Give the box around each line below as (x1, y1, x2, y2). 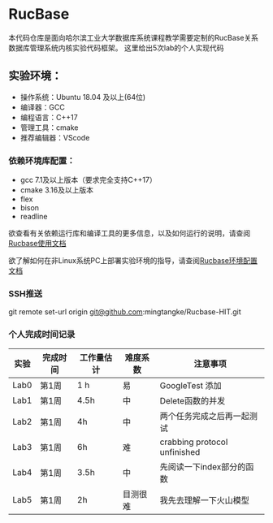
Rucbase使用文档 (8, 239, 67, 249)
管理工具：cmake (19, 123, 79, 132)
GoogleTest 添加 (159, 379, 222, 391)
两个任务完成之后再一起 (159, 410, 249, 421)
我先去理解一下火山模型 (159, 495, 249, 506)
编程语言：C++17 (19, 112, 79, 122)
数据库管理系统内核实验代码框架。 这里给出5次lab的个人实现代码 (8, 42, 225, 53)
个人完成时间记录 (8, 329, 76, 340)
